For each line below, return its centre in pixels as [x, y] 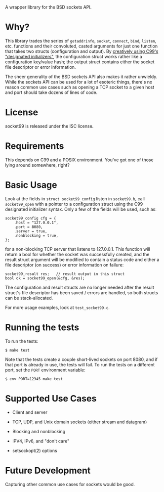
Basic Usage [31, 185]
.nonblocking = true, [36, 235]
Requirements [35, 146]
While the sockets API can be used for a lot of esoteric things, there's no [79, 82]
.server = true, [31, 231]
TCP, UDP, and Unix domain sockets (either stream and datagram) [80, 422]
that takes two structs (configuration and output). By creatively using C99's [82, 51]
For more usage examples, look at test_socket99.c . [58, 307]
